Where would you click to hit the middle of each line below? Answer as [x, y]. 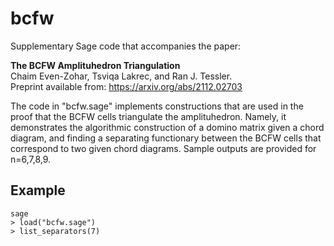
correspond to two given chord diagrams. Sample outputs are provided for [163, 148]
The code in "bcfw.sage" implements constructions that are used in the [157, 106]
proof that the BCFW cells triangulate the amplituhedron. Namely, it [148, 116]
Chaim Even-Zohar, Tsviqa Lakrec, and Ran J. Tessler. [121, 76]
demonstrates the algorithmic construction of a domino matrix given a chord [167, 127]
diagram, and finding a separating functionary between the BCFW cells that [166, 138]
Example [38, 190]
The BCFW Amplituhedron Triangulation [95, 65]
